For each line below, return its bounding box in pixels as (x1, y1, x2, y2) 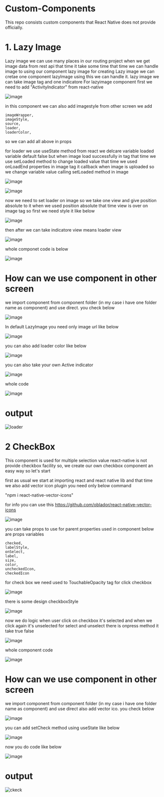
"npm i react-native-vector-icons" (5, 492, 73, 498)
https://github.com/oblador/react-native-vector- (54, 502, 152, 507)
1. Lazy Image (5, 42, 61, 53)
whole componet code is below (5, 246, 69, 252)
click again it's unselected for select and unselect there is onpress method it (5, 622, 159, 628)
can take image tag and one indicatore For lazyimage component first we (5, 79, 153, 85)
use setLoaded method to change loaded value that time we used (5, 158, 138, 164)
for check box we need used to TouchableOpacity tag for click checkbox (5, 579, 152, 585)
